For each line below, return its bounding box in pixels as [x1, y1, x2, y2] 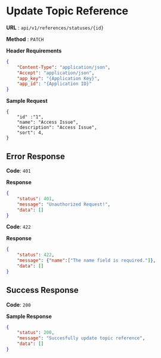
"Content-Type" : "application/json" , [17, 64, 111, 70]
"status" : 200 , [17, 330, 55, 336]
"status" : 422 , [17, 252, 55, 258]
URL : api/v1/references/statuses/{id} [6, 24, 104, 31]
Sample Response [6, 313, 52, 320]
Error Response [6, 151, 66, 161]
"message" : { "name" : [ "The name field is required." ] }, [17, 258, 156, 264]
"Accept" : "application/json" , [17, 70, 95, 76]
